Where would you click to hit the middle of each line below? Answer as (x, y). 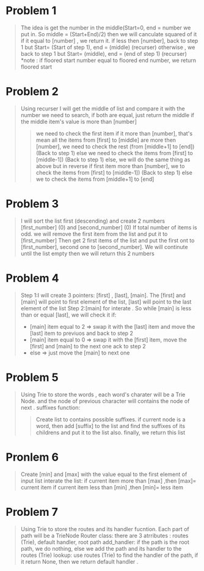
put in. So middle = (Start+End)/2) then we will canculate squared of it (108, 34)
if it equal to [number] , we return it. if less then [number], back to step (109, 40)
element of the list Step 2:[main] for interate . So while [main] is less (106, 308)
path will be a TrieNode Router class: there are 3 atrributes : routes (104, 535)
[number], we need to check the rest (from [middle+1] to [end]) (115, 146)
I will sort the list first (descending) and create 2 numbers (93, 221)
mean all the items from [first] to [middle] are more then (106, 140)
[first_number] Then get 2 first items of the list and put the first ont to (107, 240)
